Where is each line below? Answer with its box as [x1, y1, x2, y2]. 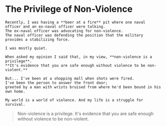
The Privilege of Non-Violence [5, 3, 133, 15]
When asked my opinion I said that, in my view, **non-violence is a [5, 54, 153, 59]
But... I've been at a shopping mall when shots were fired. [5, 76, 135, 81]
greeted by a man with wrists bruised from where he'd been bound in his [5, 84, 162, 89]
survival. [5, 102, 26, 107]
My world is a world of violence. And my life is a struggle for [5, 97, 143, 102]
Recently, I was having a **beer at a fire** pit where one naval [5, 20, 146, 25]
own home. [5, 89, 26, 94]
